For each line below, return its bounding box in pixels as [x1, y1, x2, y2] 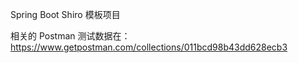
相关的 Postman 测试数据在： [10, 30, 131, 42]
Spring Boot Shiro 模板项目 [10, 9, 121, 20]
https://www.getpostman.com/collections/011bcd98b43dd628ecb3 [10, 41, 288, 53]
